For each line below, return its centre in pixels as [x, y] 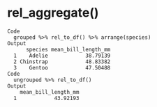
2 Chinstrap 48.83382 [62, 61]
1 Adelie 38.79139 [62, 56]
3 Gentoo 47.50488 [62, 67]
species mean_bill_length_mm [68, 49]
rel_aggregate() [53, 13]
